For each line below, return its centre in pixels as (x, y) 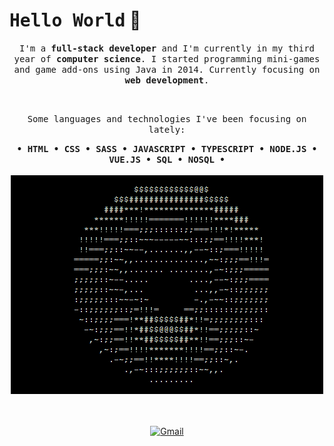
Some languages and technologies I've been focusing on (167, 118)
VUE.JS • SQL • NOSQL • (167, 159)
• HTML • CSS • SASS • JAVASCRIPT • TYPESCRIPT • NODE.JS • (167, 148)
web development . (167, 80)
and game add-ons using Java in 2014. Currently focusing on (167, 69)
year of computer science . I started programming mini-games (167, 58)
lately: (167, 129)
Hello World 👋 (75, 20)
